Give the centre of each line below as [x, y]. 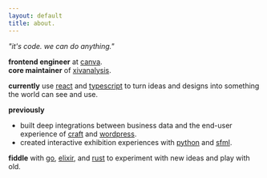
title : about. [32, 23]
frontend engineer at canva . [55, 62]
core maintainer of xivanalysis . [60, 70]
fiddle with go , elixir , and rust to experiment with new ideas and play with [129, 158]
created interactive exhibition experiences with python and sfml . [126, 142]
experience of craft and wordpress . [78, 134]
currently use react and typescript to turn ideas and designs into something [134, 86]
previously [26, 110]
